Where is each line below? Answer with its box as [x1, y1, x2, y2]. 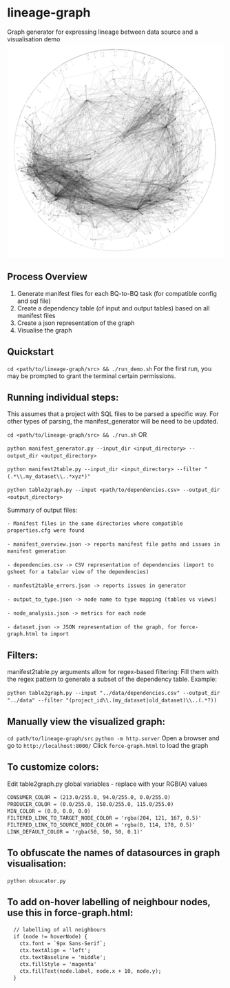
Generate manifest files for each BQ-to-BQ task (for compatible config [17, 289, 217, 297]
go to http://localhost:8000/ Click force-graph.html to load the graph [7, 742, 209, 750]
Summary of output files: [7, 506, 78, 515]
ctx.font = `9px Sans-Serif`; [19, 940, 107, 947]
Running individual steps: [7, 392, 119, 404]
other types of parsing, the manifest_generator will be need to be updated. [7, 417, 219, 426]
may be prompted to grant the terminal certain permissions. [7, 371, 176, 380]
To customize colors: [7, 761, 99, 773]
